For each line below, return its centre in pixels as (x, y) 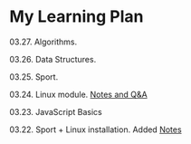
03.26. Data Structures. (53, 59)
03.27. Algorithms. (43, 42)
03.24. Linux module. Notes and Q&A (78, 94)
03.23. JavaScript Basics (56, 111)
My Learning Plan (76, 17)
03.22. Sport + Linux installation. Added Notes (96, 130)
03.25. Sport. (34, 77)
